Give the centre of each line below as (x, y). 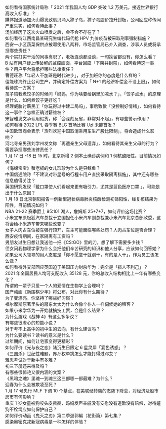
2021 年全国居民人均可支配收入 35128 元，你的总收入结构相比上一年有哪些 (81, 273)
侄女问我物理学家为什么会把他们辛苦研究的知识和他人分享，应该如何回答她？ (83, 248)
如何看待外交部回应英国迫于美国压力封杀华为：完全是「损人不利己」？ (77, 267)
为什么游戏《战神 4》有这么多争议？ (42, 316)
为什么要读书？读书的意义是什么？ (40, 335)
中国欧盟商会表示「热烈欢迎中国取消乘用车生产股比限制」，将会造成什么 (78, 131)
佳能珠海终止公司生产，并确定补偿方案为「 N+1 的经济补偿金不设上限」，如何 (83, 81)
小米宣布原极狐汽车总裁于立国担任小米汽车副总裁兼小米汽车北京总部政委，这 (83, 217)
